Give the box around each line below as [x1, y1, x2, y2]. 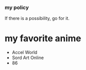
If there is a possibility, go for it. [4, 15, 69, 21]
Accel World [11, 49, 37, 55]
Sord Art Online [11, 54, 44, 61]
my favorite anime [4, 33, 81, 44]
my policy [4, 4, 29, 11]
